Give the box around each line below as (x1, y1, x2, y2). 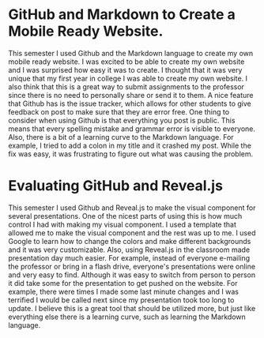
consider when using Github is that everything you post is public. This (8, 115, 236, 125)
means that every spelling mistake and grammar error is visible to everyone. (8, 124, 255, 133)
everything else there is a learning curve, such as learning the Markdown (8, 312, 247, 321)
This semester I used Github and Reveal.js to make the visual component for (8, 203, 256, 212)
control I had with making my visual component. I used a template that (8, 220, 237, 229)
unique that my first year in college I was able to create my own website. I (8, 73, 247, 83)
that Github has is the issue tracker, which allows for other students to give (8, 99, 251, 108)
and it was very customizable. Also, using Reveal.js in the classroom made (8, 245, 251, 254)
